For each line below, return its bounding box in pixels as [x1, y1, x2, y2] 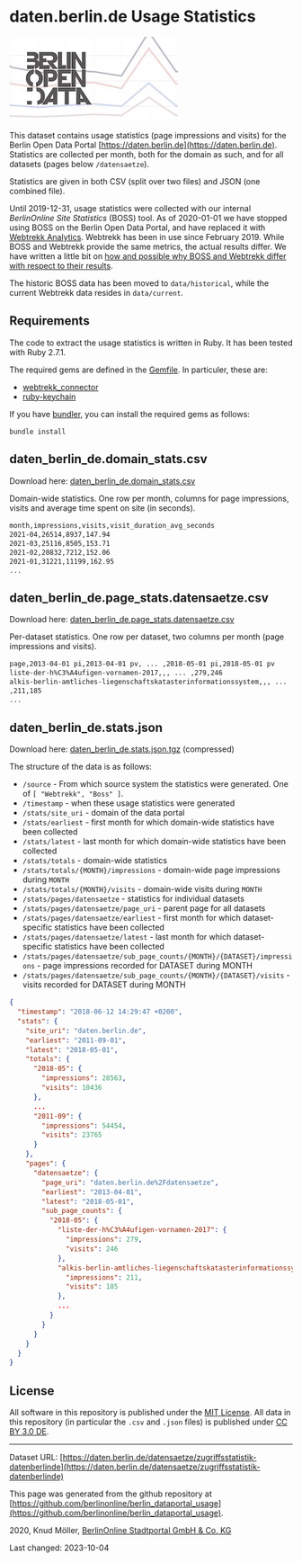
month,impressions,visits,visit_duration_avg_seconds [9, 521, 216, 530]
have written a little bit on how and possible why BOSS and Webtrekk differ [9, 250, 287, 262]
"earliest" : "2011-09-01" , [25, 1036, 127, 1045]
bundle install [9, 427, 67, 436]
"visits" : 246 [66, 1244, 119, 1254]
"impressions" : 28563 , [41, 1074, 127, 1083]
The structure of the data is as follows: [9, 762, 153, 772]
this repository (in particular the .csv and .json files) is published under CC [9, 1416, 288, 1427]
